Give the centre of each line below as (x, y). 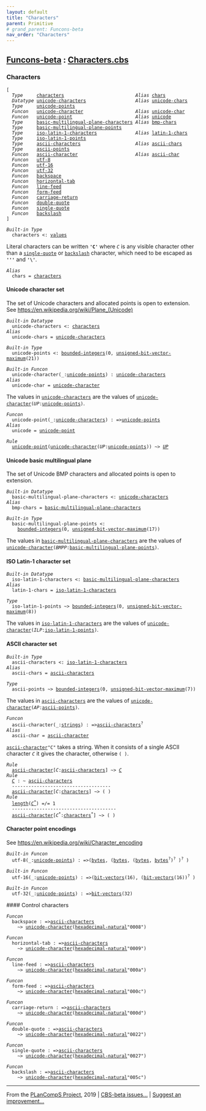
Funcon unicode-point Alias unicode (92, 117)
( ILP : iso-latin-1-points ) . (65, 630)
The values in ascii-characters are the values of (68, 700)
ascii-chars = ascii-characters (53, 673)
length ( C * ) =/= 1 (34, 803)
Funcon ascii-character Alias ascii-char (96, 154)
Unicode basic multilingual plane (49, 460)
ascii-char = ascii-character (50, 735)
